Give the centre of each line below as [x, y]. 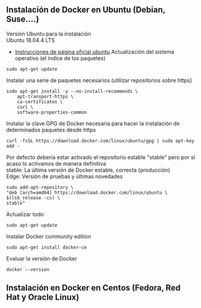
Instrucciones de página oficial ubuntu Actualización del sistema [94, 52]
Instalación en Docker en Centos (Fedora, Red [94, 288]
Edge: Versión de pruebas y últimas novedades [64, 176]
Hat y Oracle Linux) [43, 297]
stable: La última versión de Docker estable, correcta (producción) [88, 170]
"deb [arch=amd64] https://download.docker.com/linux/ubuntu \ [87, 192]
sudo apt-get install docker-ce [46, 247]
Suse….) [23, 20]
